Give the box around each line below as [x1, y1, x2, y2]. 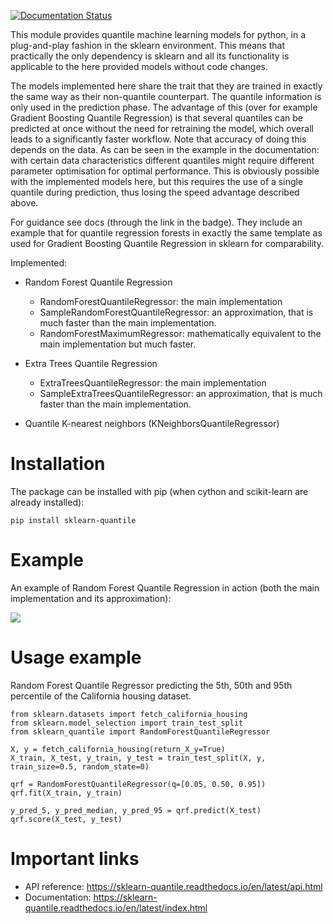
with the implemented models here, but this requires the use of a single [10, 176, 304, 187]
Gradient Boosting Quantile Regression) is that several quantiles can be [10, 112, 304, 124]
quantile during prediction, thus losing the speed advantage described [10, 186, 300, 198]
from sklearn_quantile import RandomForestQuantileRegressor [10, 726, 271, 737]
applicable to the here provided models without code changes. [10, 61, 269, 72]
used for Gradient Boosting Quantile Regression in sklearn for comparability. [10, 238, 324, 249]
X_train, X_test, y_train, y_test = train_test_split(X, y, [10, 753, 267, 763]
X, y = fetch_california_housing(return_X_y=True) [10, 744, 226, 754]
